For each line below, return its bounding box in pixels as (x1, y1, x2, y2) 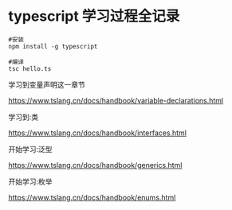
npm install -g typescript (8, 42, 98, 50)
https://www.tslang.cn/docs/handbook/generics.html (8, 160, 183, 169)
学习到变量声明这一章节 (8, 80, 85, 89)
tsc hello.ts (8, 64, 52, 72)
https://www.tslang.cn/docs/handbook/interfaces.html (8, 128, 187, 138)
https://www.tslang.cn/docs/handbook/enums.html (8, 192, 176, 202)
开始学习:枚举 (8, 177, 53, 186)
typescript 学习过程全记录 (8, 7, 180, 25)
